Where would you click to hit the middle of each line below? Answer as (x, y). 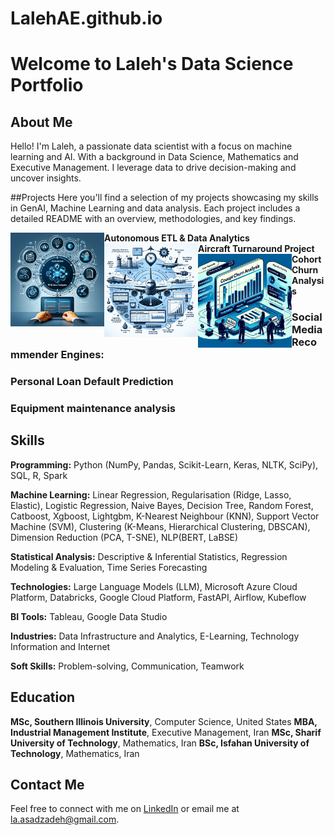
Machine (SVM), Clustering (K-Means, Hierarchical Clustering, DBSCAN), (160, 526)
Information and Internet (60, 646)
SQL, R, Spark (39, 475)
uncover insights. (46, 178)
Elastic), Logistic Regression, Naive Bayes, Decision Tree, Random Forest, (162, 505)
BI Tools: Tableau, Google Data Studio (89, 616)
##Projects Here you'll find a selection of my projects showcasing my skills (164, 198)
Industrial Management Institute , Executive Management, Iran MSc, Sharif (166, 732)
